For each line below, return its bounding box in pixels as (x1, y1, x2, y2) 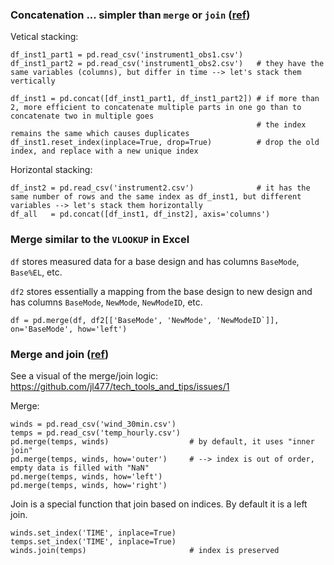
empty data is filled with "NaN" (10, 463, 150, 473)
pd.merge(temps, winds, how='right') (10, 480, 168, 490)
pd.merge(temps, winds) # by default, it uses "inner (10, 436, 315, 447)
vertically (10, 76, 56, 87)
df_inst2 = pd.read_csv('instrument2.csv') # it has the (10, 183, 311, 193)
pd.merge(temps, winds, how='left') (10, 471, 163, 482)
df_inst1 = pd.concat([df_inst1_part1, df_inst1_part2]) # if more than (10, 94, 320, 104)
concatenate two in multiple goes (10, 111, 155, 122)
